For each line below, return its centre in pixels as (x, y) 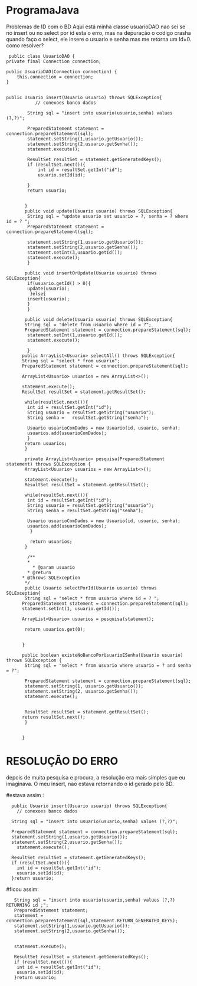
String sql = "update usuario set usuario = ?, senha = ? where (108, 216)
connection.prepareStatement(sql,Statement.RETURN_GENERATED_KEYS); (92, 921)
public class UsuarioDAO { (42, 56)
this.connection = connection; (55, 77)
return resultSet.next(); (53, 717)
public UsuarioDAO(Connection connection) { (62, 71)
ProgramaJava (43, 10)
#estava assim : (25, 795)
